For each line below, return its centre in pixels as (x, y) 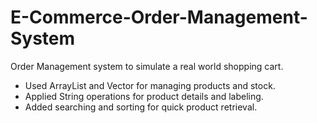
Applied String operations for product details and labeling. (144, 96)
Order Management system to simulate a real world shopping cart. (147, 66)
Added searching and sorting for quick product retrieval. (141, 107)
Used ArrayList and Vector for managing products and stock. (150, 85)
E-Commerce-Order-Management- (159, 17)
